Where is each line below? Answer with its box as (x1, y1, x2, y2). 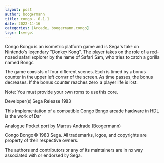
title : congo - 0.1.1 (5, 16, 50, 21)
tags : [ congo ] (5, 30, 34, 35)
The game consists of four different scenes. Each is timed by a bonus (5, 69, 146, 74)
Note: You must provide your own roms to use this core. (5, 89, 118, 95)
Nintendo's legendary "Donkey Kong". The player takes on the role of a (5, 49, 149, 55)
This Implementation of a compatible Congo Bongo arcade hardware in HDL (5, 108, 159, 114)
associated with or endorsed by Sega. (5, 152, 82, 158)
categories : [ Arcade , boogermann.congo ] (5, 26, 90, 31)
